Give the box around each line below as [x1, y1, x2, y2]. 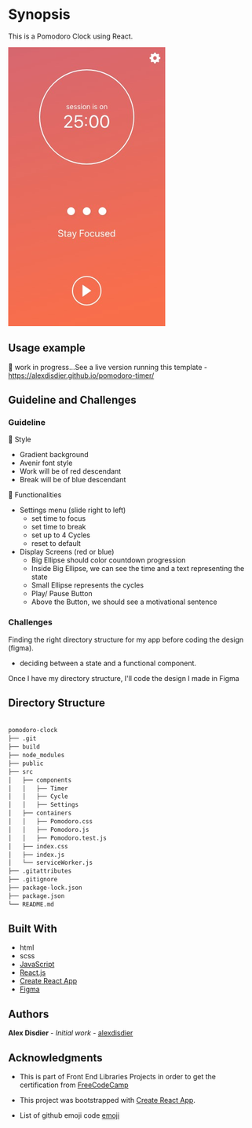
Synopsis [8, 5, 71, 24]
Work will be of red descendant [19, 467, 122, 476]
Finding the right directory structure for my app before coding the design [8, 635, 244, 644]
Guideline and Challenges [8, 394, 137, 407]
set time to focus [31, 514, 86, 523]
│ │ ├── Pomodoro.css [8, 818, 93, 826]
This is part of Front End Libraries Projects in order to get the [19, 1072, 216, 1082]
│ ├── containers [8, 809, 72, 818]
